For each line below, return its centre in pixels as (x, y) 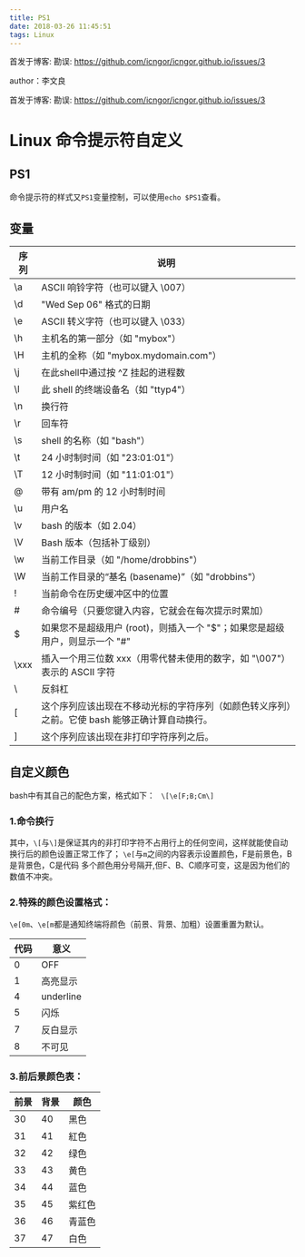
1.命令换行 (32, 820)
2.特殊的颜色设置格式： (60, 902)
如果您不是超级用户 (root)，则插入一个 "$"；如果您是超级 (162, 628)
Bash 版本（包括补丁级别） (98, 543)
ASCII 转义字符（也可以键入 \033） (116, 321)
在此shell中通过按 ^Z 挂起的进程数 (113, 373)
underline (61, 997)
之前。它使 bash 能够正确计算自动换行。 (127, 720)
